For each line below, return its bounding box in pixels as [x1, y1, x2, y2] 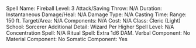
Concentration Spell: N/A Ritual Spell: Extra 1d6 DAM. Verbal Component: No [6, 29, 191, 36]
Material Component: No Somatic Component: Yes [6, 36, 128, 42]
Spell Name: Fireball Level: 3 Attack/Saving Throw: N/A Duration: [6, 5, 162, 12]
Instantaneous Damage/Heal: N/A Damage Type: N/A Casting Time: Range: [6, 11, 187, 18]
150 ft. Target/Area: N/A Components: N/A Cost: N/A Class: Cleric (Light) [6, 17, 181, 24]
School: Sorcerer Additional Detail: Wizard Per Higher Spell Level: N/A [6, 23, 174, 30]
